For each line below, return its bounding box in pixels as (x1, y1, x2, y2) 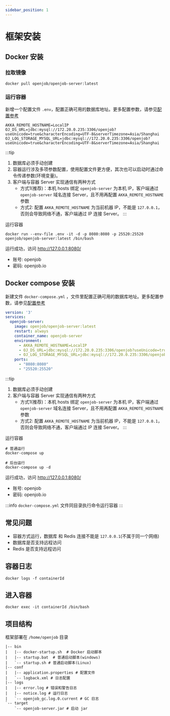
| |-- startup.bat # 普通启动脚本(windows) (5, 655, 101, 660)
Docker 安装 (5, 53, 44, 61)
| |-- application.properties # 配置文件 (5, 670, 95, 675)
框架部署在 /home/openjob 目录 (5, 634, 68, 640)
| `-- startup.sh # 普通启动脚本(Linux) (5, 661, 92, 666)
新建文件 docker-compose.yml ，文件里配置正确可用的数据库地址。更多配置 (5, 293, 159, 300)
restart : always (14, 329, 49, 334)
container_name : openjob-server (14, 333, 82, 338)
